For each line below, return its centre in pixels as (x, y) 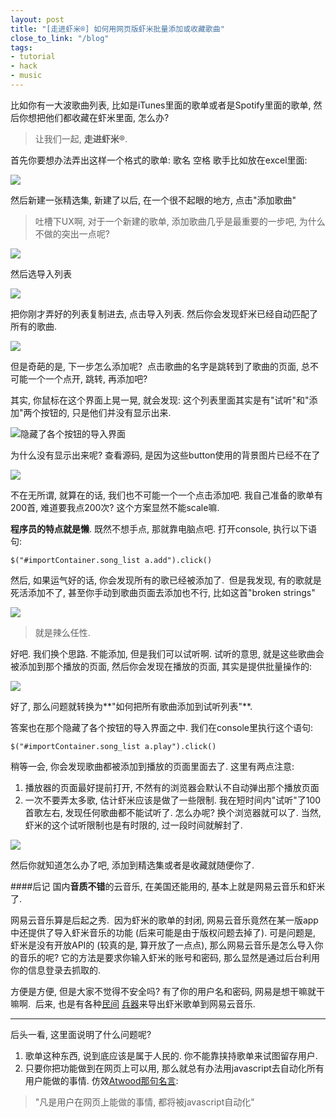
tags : (21, 47)
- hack (24, 66)
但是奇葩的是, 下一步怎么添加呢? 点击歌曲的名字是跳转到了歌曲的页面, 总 (160, 366)
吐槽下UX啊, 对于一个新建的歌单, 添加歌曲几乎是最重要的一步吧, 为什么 (180, 221)
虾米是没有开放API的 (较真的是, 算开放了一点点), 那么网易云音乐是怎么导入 (162, 945)
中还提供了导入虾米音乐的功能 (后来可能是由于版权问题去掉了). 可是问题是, (163, 932)
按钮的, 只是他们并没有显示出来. (106, 412)
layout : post (37, 19)
